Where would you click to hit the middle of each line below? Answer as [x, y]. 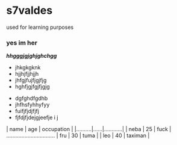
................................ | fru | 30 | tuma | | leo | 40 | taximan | [78, 135]
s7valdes [29, 11]
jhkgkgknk [28, 67]
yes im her [22, 43]
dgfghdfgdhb [31, 98]
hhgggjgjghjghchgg [32, 56]
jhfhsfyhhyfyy [32, 105]
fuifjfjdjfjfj [27, 111]
